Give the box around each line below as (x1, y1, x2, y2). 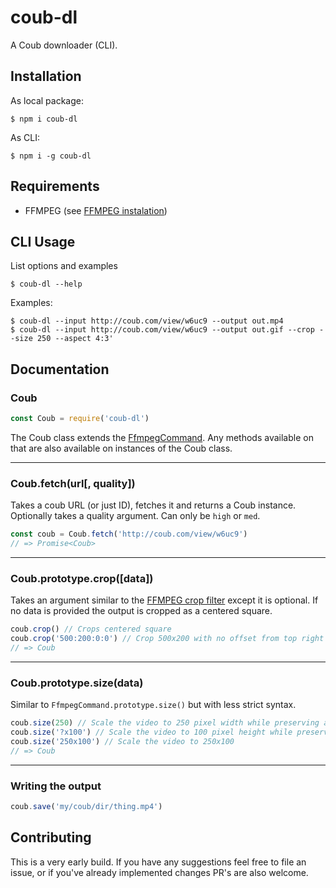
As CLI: (10, 131, 40, 143)
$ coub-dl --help (10, 279, 83, 290)
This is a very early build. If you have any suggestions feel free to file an (10, 856, 307, 868)
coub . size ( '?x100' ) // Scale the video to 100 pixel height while (10, 727, 293, 738)
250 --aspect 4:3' (36, 334, 114, 344)
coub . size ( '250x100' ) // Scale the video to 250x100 (10, 736, 235, 746)
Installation (10, 68, 82, 85)
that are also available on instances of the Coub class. (10, 442, 233, 454)
